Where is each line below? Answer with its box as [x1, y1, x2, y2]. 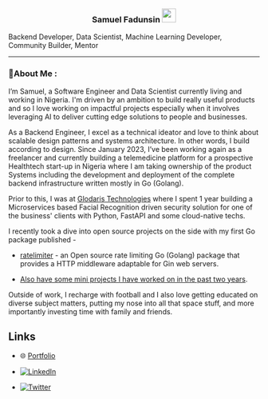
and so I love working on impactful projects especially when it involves [8, 103, 240, 113]
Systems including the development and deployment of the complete [8, 170, 235, 179]
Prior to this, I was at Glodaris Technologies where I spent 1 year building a [8, 194, 254, 203]
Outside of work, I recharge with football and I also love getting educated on [8, 289, 258, 299]
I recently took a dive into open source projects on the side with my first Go [8, 226, 255, 236]
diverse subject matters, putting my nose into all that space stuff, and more [8, 298, 255, 308]
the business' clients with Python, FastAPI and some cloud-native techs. [8, 210, 246, 220]
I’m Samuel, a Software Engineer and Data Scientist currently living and [8, 86, 242, 96]
